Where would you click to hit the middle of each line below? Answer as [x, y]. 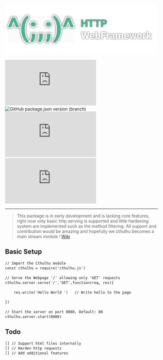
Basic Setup [24, 251]
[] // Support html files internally [43, 343]
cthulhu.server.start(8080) [33, 317]
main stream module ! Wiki [43, 236]
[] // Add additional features [37, 353]
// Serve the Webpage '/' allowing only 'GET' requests [63, 278]
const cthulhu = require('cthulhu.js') [45, 268]
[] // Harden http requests [33, 348]
